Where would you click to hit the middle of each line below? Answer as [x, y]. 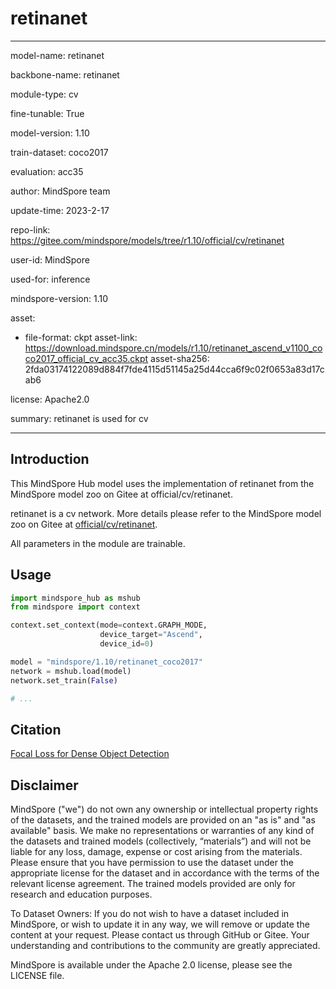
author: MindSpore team [60, 191]
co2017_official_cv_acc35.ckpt [86, 358]
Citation [36, 729]
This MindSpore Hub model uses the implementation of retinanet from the [162, 483]
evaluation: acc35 [47, 171]
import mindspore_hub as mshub [75, 598]
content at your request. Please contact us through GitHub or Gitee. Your [160, 935]
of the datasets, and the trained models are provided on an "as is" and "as [163, 820]
